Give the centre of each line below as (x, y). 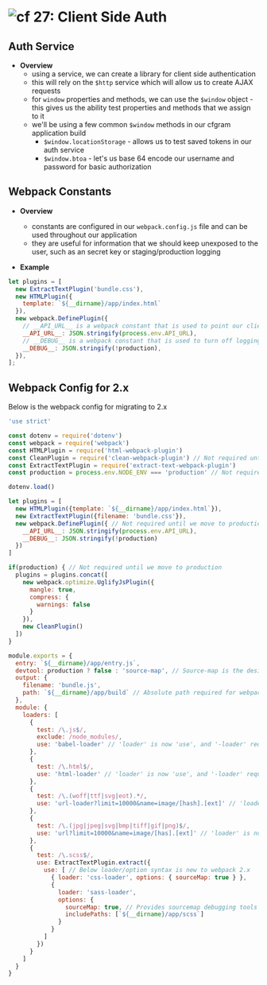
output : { (31, 678)
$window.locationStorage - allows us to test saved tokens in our (147, 142)
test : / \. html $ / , (65, 766)
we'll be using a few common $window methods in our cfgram (131, 124)
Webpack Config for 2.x (69, 388)
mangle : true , (53, 589)
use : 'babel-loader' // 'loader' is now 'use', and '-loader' (142, 745)
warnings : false (64, 604)
